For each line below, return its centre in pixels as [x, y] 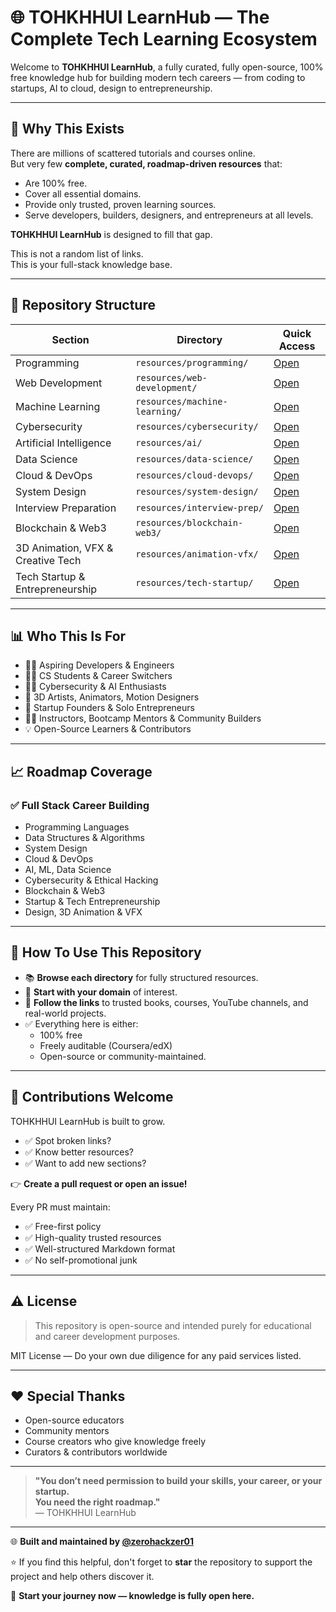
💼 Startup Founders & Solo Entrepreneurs [109, 708]
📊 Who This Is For [68, 636]
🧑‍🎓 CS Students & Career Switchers [98, 676]
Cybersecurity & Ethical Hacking [91, 880]
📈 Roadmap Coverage [81, 771]
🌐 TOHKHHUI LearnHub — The [140, 17]
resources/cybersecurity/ [197, 426]
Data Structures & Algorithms [84, 838]
